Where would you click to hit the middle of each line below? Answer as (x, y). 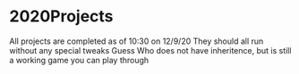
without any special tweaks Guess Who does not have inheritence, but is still (150, 50)
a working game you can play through (79, 60)
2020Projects (61, 16)
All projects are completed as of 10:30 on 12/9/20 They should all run (137, 41)
